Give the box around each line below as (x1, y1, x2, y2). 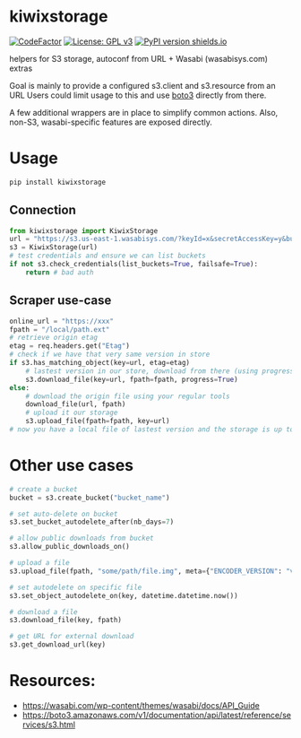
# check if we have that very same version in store (9, 350, 211, 360)
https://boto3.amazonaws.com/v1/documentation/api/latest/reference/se (21, 710, 291, 720)
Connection (9, 203, 76, 218)
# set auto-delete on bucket (9, 509, 118, 518)
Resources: (9, 671, 96, 691)
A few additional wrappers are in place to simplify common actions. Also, (9, 107, 279, 117)
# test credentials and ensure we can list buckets (9, 251, 206, 261)
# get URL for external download (9, 632, 134, 641)
